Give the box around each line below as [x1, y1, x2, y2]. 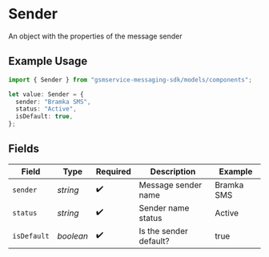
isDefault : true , [15, 113, 74, 121]
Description [150, 166, 196, 177]
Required [95, 166, 132, 177]
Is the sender [139, 225, 188, 236]
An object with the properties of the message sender [8, 31, 183, 41]
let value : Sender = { [8, 90, 84, 98]
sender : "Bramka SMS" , [15, 98, 91, 106]
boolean [57, 230, 89, 241]
